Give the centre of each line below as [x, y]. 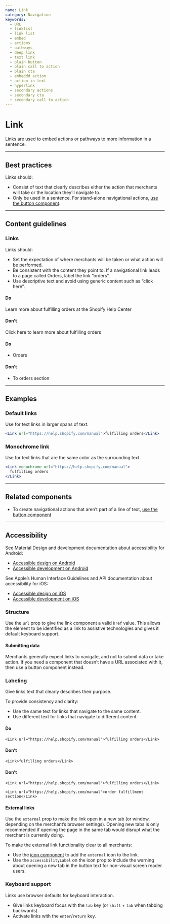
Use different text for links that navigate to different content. [75, 717]
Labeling [16, 681]
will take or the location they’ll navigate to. [56, 193]
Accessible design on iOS [39, 593]
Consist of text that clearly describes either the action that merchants [85, 187]
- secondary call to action [39, 100]
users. [19, 871]
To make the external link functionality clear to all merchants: [69, 845]
